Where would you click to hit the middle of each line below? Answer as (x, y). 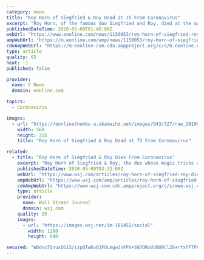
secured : (17, 248)
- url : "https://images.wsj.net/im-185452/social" (88, 225)
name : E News (28, 85)
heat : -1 (17, 63)
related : (17, 152)
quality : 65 (21, 57)
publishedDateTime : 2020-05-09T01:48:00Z (59, 29)
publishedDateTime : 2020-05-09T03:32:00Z (70, 169)
